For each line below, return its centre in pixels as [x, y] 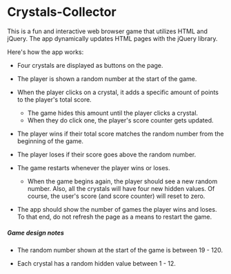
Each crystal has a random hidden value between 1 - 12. [96, 263]
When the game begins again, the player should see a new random [122, 181]
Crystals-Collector [62, 12]
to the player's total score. [54, 99]
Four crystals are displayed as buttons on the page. [90, 65]
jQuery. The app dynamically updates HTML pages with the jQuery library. [113, 38]
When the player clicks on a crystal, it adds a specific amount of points [118, 92]
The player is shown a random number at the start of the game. [107, 79]
